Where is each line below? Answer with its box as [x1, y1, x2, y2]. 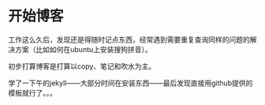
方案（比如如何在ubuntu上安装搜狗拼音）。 [14, 44, 152, 54]
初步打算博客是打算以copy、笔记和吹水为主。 [8, 61, 156, 71]
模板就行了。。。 [8, 88, 57, 97]
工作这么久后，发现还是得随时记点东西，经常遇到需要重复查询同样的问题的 [8, 35, 250, 44]
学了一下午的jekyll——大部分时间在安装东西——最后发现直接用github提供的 [8, 78, 253, 88]
